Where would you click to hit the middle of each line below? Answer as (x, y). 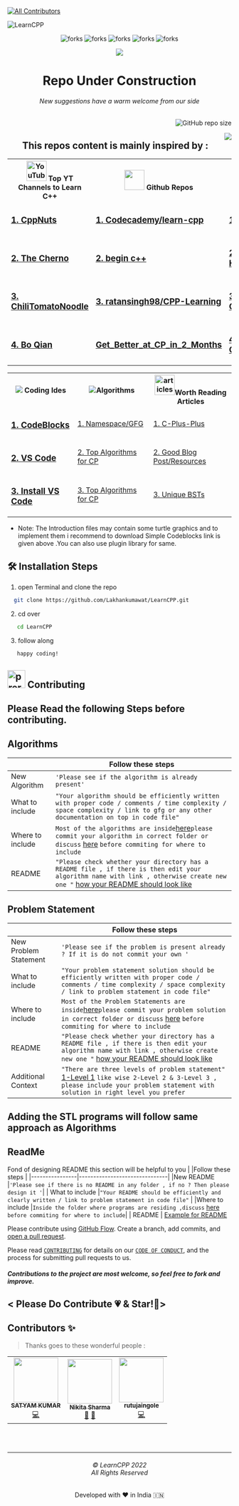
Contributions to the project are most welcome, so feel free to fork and (114, 1274)
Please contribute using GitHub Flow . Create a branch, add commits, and (114, 1228)
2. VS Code (34, 458)
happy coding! (38, 654)
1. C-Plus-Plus (179, 423)
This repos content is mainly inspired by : (115, 145)
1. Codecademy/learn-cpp (150, 220)
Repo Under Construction (119, 81)
